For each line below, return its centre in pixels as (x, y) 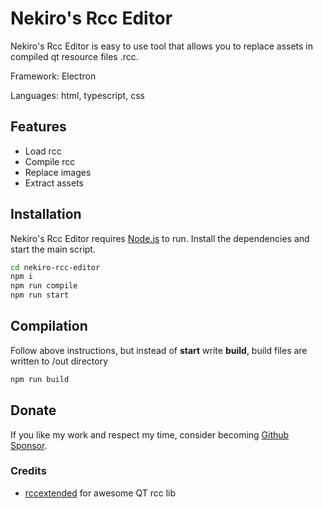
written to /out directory (59, 361)
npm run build (40, 379)
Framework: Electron (53, 76)
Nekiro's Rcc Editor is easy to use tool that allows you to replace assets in (162, 46)
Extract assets (54, 183)
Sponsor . (29, 445)
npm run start (40, 295)
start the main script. (53, 249)
